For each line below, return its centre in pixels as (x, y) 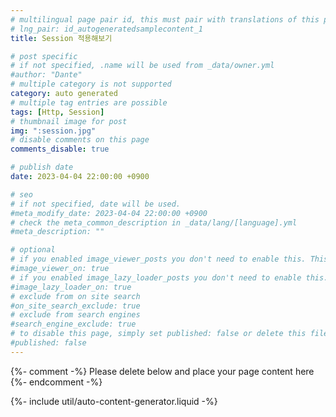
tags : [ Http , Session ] (57, 112)
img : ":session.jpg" (53, 131)
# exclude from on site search (75, 296)
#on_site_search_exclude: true (75, 306)
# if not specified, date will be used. (96, 204)
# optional (33, 250)
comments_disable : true (60, 149)
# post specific (44, 56)
